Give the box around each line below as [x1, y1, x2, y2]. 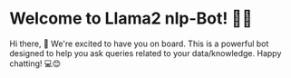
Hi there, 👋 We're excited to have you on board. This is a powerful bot [9, 38, 269, 49]
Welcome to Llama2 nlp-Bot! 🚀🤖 [9, 8, 253, 29]
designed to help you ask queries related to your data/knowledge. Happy [9, 47, 282, 58]
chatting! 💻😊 [9, 58, 62, 69]
